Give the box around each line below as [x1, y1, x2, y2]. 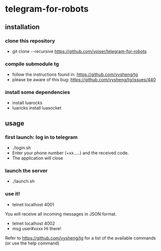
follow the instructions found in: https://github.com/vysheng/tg [12, 72, 138, 77]
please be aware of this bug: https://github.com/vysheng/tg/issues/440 [12, 77, 156, 83]
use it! [5, 191, 20, 197]
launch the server [5, 167, 48, 174]
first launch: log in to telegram [5, 134, 78, 141]
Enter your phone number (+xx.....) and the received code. [12, 150, 129, 156]
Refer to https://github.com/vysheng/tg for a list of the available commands [5, 235, 156, 241]
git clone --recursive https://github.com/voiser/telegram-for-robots [12, 48, 147, 54]
